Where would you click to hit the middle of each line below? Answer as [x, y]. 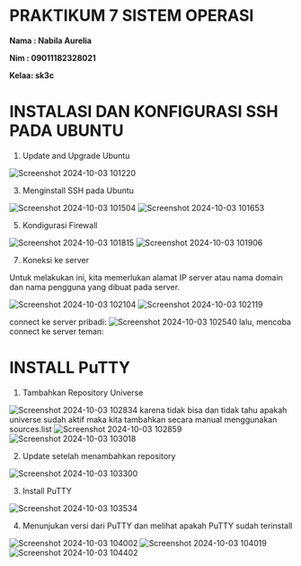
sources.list [31, 429]
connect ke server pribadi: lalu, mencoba [150, 322]
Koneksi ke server [56, 260]
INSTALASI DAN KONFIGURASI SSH [144, 112]
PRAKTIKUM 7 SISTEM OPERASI [132, 16]
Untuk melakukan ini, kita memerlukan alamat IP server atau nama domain [146, 277]
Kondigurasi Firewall [60, 225]
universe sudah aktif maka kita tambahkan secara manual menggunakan [143, 420]
